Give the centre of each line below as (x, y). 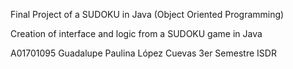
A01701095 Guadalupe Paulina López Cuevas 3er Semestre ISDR (143, 53)
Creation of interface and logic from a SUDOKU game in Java (136, 33)
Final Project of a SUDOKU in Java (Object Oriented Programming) (147, 14)
